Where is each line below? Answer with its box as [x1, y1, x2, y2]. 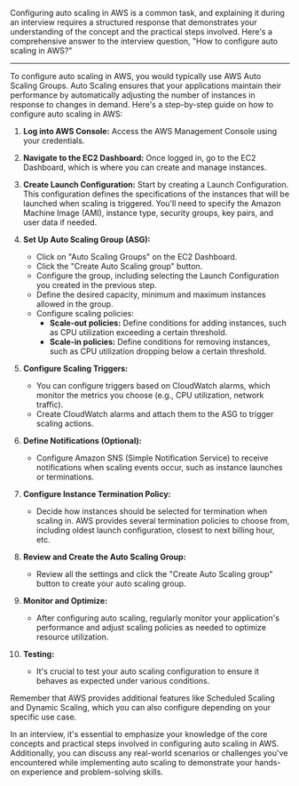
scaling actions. [35, 418, 94, 429]
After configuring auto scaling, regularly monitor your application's [35, 613, 280, 623]
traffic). [35, 399, 64, 410]
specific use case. [10, 711, 77, 722]
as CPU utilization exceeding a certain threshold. [49, 327, 228, 337]
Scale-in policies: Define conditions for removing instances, [49, 337, 271, 347]
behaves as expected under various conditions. [35, 676, 210, 686]
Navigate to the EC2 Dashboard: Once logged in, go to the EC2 [22, 153, 256, 163]
